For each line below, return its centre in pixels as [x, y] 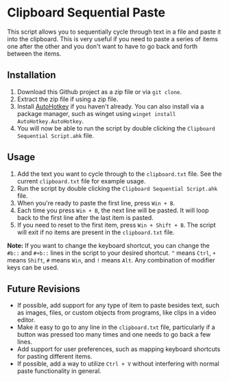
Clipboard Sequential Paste [86, 13]
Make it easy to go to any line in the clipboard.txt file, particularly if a [116, 327]
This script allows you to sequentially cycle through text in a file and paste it [114, 32]
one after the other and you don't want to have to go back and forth [103, 46]
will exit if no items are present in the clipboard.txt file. [96, 232]
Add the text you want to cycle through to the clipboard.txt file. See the [119, 174]
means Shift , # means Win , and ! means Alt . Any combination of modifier [111, 260]
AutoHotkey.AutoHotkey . [50, 121]
